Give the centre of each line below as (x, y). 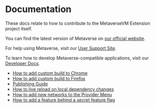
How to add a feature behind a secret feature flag (64, 100)
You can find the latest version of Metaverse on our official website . (75, 38)
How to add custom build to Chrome (50, 73)
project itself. (19, 28)
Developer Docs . (23, 63)
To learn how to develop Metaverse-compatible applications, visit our (77, 58)
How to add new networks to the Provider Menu (62, 94)
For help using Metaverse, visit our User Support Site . (61, 48)
